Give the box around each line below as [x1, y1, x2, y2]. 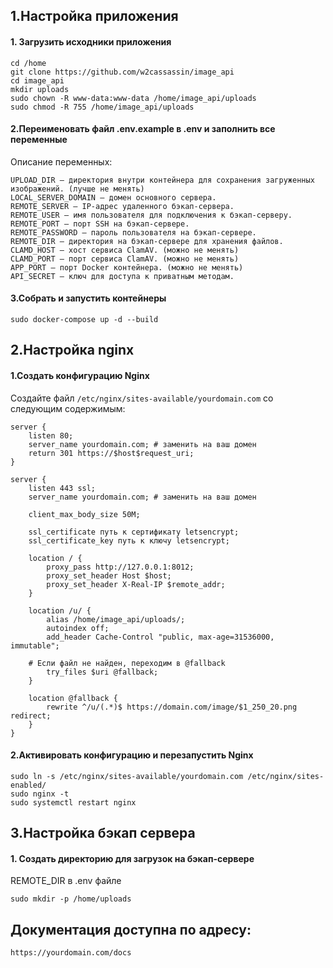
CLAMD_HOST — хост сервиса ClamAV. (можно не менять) [10, 245, 240, 255]
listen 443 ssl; [28, 483, 97, 493]
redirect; [10, 710, 52, 721]
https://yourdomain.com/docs [10, 948, 132, 958]
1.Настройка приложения [10, 8, 179, 25]
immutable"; [10, 640, 60, 651]
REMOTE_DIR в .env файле [10, 875, 122, 887]
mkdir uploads [10, 84, 70, 94]
